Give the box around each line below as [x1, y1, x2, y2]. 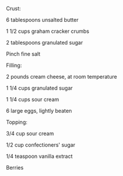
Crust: [6, 5, 21, 12]
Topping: [6, 119, 28, 126]
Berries [6, 164, 24, 171]
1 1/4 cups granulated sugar [6, 84, 73, 92]
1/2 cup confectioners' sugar [6, 141, 76, 148]
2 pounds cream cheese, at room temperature [6, 73, 117, 80]
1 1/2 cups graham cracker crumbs [6, 28, 90, 35]
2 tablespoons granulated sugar [6, 39, 83, 46]
